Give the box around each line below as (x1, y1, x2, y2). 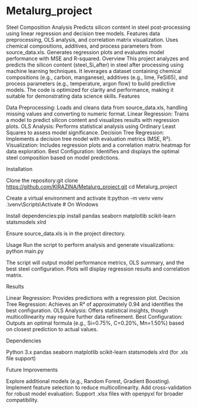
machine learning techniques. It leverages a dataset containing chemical (6, 67, 182, 74)
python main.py (6, 248, 44, 255)
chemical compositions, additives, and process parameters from (6, 42, 162, 50)
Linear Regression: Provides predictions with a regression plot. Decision (6, 294, 181, 301)
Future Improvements (6, 366, 58, 373)
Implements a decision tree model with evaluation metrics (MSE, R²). (6, 135, 172, 142)
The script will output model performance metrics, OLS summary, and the (6, 259, 185, 266)
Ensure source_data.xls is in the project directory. (6, 230, 126, 237)
